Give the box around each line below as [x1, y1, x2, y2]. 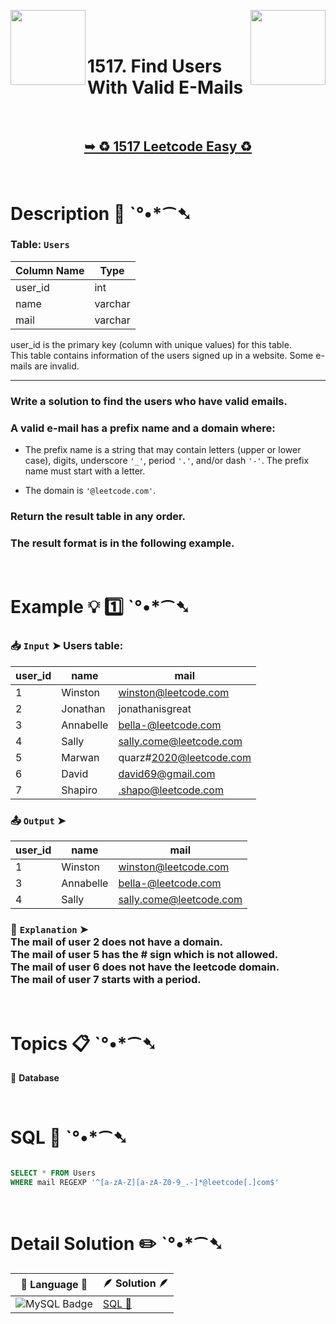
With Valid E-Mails [87, 76, 244, 99]
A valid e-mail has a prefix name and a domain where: [10, 421, 276, 435]
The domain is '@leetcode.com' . [24, 485, 157, 497]
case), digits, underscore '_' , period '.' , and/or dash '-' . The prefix [24, 455, 310, 467]
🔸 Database [10, 1072, 60, 1084]
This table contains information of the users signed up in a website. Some [10, 349, 314, 361]
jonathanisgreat [118, 701, 192, 715]
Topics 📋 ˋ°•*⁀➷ [10, 1032, 157, 1055]
